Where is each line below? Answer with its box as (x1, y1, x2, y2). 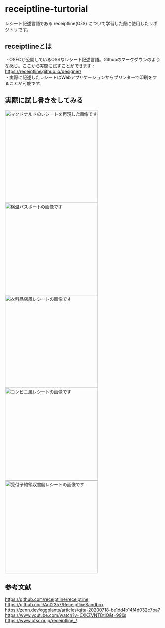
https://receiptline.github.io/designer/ (5, 68, 82, 74)
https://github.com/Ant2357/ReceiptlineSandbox (5, 602, 104, 608)
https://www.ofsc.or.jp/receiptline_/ (5, 618, 77, 624)
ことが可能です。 (9, 80, 44, 86)
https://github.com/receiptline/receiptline (5, 596, 89, 602)
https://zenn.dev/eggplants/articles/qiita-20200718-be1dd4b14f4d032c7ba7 (5, 607, 161, 613)
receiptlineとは (5, 42, 52, 51)
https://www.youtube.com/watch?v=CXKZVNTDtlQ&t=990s (5, 612, 127, 618)
